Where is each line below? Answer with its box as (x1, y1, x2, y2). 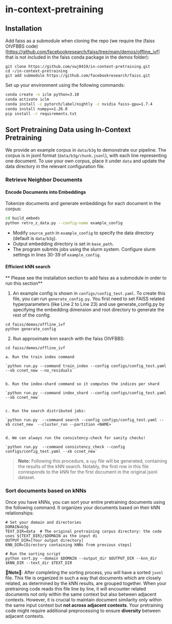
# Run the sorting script (5, 551, 61, 556)
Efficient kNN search (5, 263, 51, 269)
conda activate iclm (5, 97, 50, 102)
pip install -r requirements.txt (5, 111, 77, 116)
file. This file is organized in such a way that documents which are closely (5, 575, 161, 581)
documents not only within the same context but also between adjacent (5, 591, 157, 597)
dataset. (17, 474, 35, 481)
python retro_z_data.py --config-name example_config (5, 221, 123, 226)
